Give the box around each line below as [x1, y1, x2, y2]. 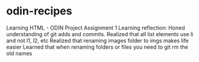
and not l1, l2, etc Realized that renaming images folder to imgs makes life [6, 37, 189, 44]
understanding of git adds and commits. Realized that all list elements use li [6, 30, 194, 37]
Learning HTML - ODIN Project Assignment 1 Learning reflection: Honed [6, 24, 185, 31]
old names [6, 49, 33, 57]
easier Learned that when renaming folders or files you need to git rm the [6, 43, 189, 51]
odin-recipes [6, 4, 72, 18]
